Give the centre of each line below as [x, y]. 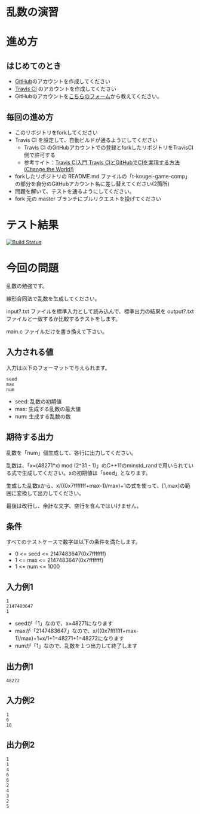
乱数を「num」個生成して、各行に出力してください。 [71, 452]
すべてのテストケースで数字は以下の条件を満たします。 [74, 542]
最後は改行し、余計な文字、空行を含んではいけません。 [74, 506]
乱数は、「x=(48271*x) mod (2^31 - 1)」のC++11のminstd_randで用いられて [97, 465]
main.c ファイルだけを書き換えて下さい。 [57, 331]
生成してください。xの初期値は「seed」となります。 [86, 473]
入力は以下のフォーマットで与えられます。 [58, 367]
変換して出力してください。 [50, 493]
